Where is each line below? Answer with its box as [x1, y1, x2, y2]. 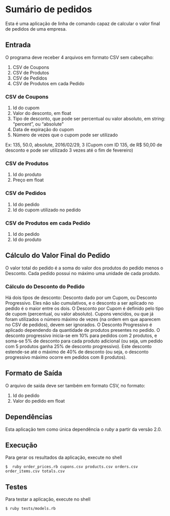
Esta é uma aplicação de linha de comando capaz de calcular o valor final [5, 20, 160, 27]
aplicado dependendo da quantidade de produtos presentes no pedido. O [5, 327, 160, 333]
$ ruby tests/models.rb [5, 506, 56, 511]
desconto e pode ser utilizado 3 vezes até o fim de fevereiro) [5, 147, 134, 154]
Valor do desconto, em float [12, 110, 71, 116]
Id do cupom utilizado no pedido [12, 207, 81, 213]
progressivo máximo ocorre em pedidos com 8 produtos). [5, 354, 127, 360]
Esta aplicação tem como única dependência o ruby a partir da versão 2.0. [5, 426, 162, 432]
